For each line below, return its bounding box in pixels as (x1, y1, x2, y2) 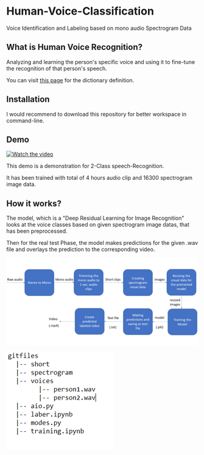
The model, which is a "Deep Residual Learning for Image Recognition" (6, 214, 185, 222)
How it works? (6, 198, 62, 208)
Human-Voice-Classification (6, 4, 154, 18)
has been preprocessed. (6, 227, 68, 235)
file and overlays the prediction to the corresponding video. (6, 245, 155, 253)
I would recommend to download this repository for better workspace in (6, 110, 187, 118)
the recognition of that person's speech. (6, 65, 108, 72)
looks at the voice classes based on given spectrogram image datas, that (6, 221, 190, 228)
